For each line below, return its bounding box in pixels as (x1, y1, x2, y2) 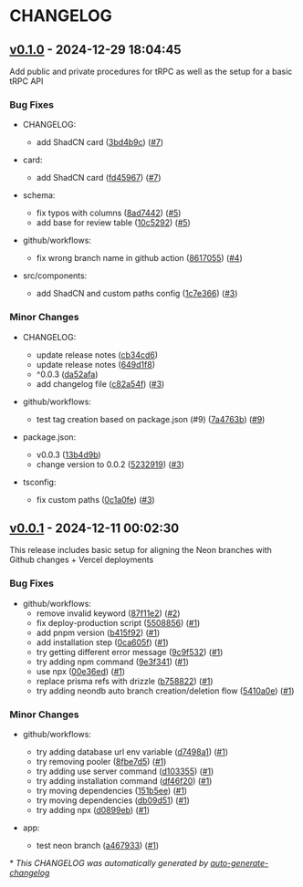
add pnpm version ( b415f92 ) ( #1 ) (36, 627, 161, 638)
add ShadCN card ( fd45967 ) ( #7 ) (36, 172, 162, 183)
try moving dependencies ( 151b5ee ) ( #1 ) (36, 786, 188, 796)
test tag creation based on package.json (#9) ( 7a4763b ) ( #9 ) (36, 413, 266, 424)
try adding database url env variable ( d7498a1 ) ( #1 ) (36, 746, 229, 757)
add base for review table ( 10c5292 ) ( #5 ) (36, 217, 192, 228)
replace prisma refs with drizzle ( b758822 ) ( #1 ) (36, 675, 214, 686)
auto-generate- (210, 858, 269, 868)
